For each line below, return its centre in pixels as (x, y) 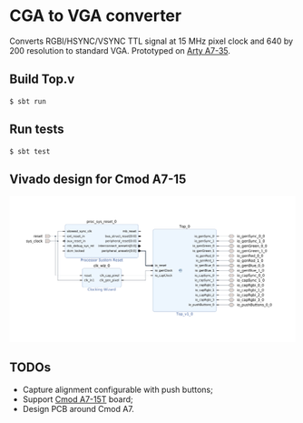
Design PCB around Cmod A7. (78, 408)
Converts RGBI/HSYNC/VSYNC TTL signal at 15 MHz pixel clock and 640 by (151, 41)
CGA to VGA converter (96, 16)
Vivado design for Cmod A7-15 (98, 179)
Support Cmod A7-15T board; (78, 399)
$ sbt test (30, 151)
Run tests (37, 130)
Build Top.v (42, 80)
